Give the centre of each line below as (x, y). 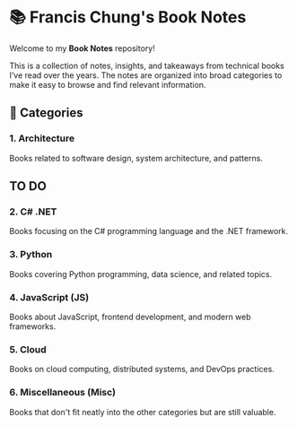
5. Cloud (28, 349)
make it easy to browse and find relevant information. (108, 84)
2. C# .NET (33, 212)
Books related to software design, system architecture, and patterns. (136, 158)
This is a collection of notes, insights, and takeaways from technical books (147, 65)
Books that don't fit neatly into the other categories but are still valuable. (143, 412)
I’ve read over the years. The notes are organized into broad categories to (146, 75)
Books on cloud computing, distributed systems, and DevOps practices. (142, 369)
